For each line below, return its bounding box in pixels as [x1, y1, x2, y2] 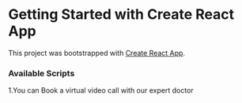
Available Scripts [8, 68, 75, 79]
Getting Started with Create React [8, 6, 235, 24]
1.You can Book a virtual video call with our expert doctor [8, 86, 194, 95]
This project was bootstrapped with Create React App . [8, 48, 186, 57]
